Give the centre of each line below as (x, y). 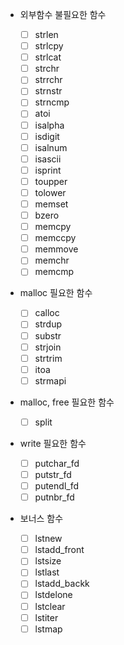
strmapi (50, 380)
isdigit (47, 136)
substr (48, 335)
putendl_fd (56, 486)
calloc (47, 313)
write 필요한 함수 (53, 443)
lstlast (47, 572)
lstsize (48, 561)
